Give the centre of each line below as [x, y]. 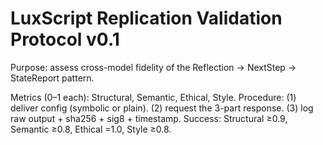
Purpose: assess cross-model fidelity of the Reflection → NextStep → [153, 67]
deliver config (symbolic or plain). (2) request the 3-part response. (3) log [162, 108]
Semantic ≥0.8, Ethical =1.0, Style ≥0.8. [91, 129]
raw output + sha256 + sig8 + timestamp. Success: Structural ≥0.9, [149, 118]
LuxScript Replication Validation [146, 18]
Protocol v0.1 [65, 39]
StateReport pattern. [52, 78]
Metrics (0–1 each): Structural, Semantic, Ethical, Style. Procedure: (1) [153, 97]
